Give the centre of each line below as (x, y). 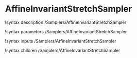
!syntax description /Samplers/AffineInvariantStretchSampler (66, 22)
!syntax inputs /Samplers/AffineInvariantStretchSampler (61, 41)
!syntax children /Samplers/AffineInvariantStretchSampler (63, 50)
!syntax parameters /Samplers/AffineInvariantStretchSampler (66, 31)
